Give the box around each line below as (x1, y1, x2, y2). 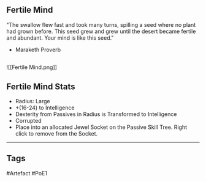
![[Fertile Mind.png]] (6, 64, 57, 71)
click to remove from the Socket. (15, 130, 98, 137)
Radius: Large (15, 98, 50, 105)
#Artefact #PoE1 (6, 169, 48, 177)
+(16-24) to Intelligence (15, 104, 75, 112)
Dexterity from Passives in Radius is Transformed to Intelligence (15, 111, 177, 118)
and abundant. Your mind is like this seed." (6, 34, 114, 42)
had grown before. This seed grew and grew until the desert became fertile (6, 27, 196, 35)
